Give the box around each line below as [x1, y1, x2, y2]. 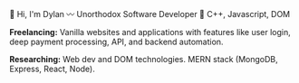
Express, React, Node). [9, 63, 95, 74]
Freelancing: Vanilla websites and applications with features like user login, [9, 27, 292, 37]
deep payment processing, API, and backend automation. [9, 36, 224, 47]
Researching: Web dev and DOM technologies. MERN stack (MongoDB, [9, 54, 278, 64]
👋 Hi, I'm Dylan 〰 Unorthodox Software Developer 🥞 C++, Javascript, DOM [9, 9, 291, 19]
